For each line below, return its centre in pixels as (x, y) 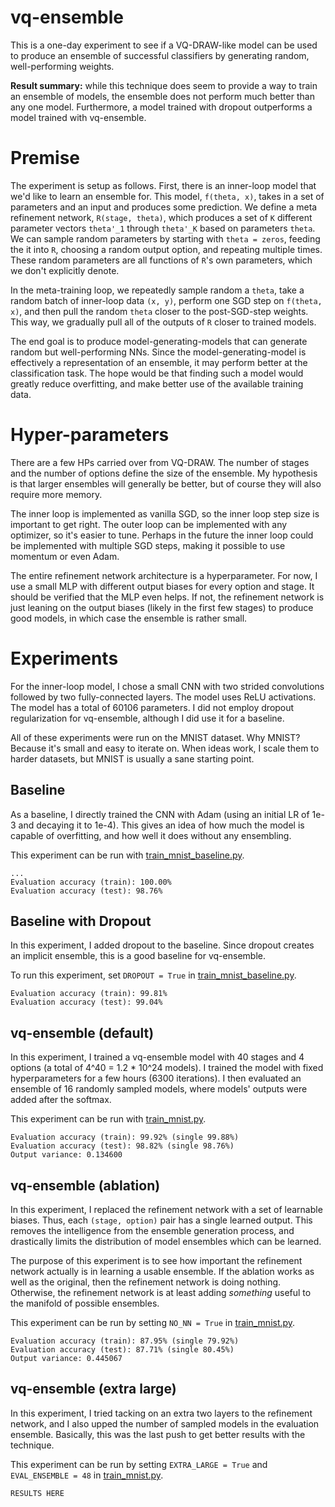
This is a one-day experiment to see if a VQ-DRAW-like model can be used (164, 45)
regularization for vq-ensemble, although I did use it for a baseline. (147, 718)
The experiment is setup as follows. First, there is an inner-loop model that (163, 185)
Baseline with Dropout (81, 921)
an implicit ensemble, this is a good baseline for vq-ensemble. (138, 956)
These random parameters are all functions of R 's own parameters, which (161, 260)
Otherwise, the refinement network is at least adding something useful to (161, 1292)
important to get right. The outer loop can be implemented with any (149, 524)
